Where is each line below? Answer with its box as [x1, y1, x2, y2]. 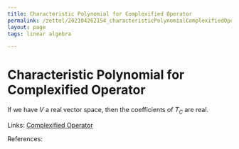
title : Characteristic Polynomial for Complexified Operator [7, 10, 193, 18]
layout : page [7, 23, 46, 31]
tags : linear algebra [7, 30, 72, 38]
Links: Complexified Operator [7, 121, 94, 129]
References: [7, 134, 43, 143]
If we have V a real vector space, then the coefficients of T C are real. [7, 106, 208, 116]
